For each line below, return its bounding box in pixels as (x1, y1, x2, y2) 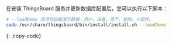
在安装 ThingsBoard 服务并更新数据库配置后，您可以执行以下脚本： (6, 5, 168, 12)
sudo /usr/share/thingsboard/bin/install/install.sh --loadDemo (6, 22, 166, 28)
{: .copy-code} (6, 32, 42, 39)
